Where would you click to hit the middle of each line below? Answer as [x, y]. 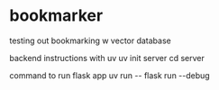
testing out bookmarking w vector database [90, 40]
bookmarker [56, 16]
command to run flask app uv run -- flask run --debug [109, 75]
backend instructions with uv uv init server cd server [107, 58]
